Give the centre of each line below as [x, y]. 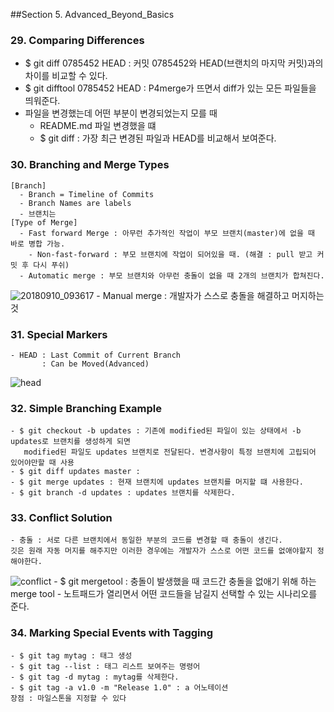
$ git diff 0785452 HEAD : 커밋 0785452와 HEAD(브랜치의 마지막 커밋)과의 [174, 63]
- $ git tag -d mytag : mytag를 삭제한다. [95, 677]
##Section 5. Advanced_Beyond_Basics [92, 14]
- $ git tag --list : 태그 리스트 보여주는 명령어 [105, 666]
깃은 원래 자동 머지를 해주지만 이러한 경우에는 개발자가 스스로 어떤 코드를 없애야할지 [161, 551]
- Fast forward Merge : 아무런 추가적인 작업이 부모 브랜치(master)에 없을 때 [167, 233]
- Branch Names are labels [75, 203]
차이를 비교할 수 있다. [66, 76]
